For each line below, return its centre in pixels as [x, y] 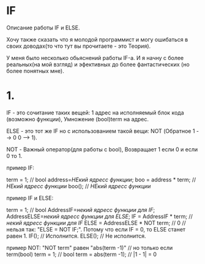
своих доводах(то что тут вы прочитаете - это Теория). [79, 46]
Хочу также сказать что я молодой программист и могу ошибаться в [97, 39]
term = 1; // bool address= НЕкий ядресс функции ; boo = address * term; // [101, 179]
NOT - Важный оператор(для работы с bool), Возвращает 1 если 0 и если [102, 149]
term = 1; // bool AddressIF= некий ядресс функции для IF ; [80, 209]
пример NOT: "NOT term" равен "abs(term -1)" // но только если [90, 247]
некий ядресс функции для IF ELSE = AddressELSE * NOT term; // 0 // [96, 223]
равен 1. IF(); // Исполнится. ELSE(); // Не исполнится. [76, 236]
